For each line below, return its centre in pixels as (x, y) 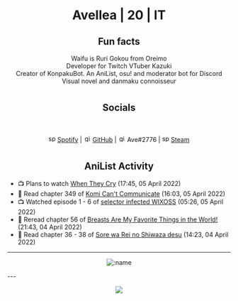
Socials (119, 108)
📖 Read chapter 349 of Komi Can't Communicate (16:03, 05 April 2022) (121, 194)
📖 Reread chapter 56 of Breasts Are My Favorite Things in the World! (118, 219)
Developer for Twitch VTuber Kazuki (119, 66)
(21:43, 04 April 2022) (50, 227)
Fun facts (119, 42)
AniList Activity (119, 166)
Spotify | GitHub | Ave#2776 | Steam (123, 139)
